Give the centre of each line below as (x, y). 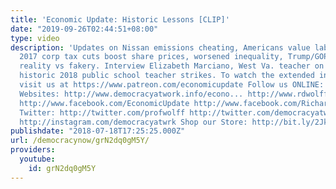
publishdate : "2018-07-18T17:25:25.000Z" (98, 131)
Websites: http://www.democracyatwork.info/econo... (131, 94)
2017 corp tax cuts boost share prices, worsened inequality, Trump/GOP (174, 57)
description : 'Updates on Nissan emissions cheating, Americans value (160, 47)
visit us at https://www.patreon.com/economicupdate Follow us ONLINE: (172, 85)
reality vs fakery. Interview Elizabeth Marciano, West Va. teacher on (172, 66)
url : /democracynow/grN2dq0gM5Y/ (80, 141)
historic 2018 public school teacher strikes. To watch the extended (167, 76)
